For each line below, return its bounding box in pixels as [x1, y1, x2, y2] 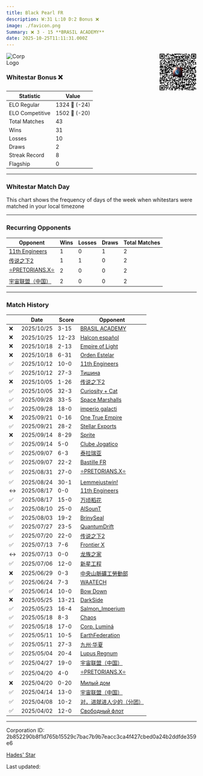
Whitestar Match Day [6, 182, 70, 191]
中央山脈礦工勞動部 [80, 569, 128, 577]
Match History [6, 300, 50, 309]
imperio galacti [80, 405, 117, 412]
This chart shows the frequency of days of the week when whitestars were [6, 196, 193, 204]
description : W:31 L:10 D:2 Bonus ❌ [6, 16, 100, 22]
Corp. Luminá [80, 623, 114, 630]
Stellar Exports [80, 423, 117, 430]
